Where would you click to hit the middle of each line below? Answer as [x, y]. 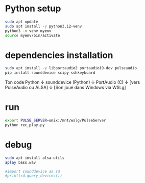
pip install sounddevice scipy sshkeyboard [50, 73]
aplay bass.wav [21, 162]
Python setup [33, 9]
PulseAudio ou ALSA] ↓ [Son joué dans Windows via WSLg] [66, 88]
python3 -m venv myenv [28, 31]
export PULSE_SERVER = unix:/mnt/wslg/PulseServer [56, 121]
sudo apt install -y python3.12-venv [44, 26]
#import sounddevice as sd [33, 171]
